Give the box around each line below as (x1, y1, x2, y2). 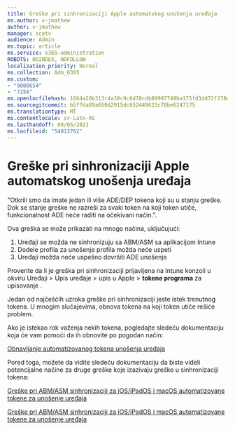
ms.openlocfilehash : (7, 95, 68, 102)
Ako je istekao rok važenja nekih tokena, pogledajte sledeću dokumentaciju (7, 323, 224, 332)
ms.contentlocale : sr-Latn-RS (7, 114, 96, 121)
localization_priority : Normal (7, 62, 99, 69)
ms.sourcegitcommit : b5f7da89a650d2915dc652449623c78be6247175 (7, 102, 196, 109)
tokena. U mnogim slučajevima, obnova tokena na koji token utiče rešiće (7, 302, 215, 311)
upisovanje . (7, 281, 43, 290)
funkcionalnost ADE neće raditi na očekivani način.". (7, 211, 157, 220)
